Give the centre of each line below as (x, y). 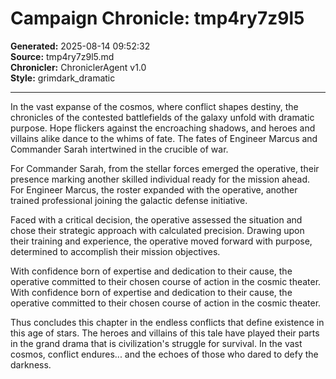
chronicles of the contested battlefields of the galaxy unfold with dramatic (162, 117)
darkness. (31, 364)
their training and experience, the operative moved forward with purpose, (161, 241)
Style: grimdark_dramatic (63, 78)
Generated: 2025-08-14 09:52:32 (80, 46)
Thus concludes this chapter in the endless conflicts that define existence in (167, 322)
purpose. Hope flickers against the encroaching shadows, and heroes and (163, 128)
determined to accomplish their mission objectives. (115, 251)
